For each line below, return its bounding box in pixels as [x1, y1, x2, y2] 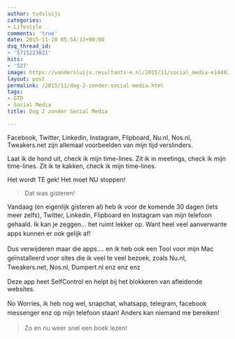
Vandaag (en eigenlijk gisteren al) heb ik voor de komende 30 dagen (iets [7, 202, 218, 211]
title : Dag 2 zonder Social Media [7, 108, 108, 115]
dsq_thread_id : [7, 43, 52, 50]
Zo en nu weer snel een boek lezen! [24, 324, 128, 332]
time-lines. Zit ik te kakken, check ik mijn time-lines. [7, 162, 157, 170]
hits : [7, 56, 23, 63]
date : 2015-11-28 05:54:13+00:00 [7, 36, 105, 43]
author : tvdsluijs [7, 10, 61, 18]
